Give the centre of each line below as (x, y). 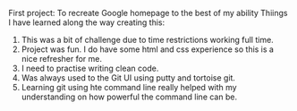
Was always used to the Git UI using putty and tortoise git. (128, 78)
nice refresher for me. (62, 59)
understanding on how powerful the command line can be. (129, 97)
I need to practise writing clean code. (90, 68)
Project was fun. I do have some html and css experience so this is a (148, 49)
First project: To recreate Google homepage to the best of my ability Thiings (148, 13)
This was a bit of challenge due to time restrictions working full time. (147, 40)
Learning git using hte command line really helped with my (129, 87)
